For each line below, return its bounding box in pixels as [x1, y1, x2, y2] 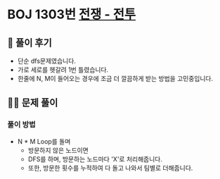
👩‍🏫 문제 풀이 [7, 97, 58, 109]
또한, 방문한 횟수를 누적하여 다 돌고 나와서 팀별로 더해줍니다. [27, 163, 193, 172]
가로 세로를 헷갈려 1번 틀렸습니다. [17, 66, 109, 74]
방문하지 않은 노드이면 [27, 146, 89, 154]
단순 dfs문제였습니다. [17, 57, 76, 65]
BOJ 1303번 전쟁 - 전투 [7, 6, 136, 23]
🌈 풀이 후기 [7, 37, 53, 49]
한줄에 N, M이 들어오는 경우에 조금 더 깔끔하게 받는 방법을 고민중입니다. [17, 75, 213, 82]
